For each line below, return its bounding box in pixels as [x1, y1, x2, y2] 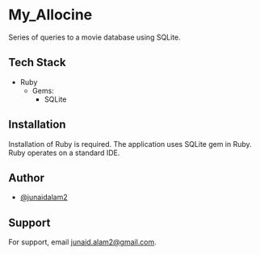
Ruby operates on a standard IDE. [8, 148, 120, 157]
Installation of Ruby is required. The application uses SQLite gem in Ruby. [8, 139, 252, 148]
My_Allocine [8, 6, 93, 24]
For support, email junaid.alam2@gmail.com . [8, 237, 157, 247]
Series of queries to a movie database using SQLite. [8, 32, 182, 42]
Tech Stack [8, 56, 66, 69]
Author [8, 171, 44, 185]
